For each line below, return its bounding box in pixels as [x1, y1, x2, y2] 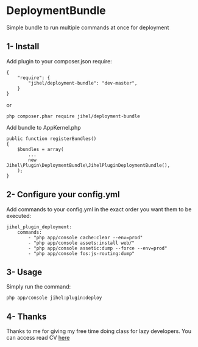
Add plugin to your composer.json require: [6, 57, 113, 65]
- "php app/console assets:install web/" [28, 240, 135, 246]
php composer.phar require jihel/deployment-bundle [6, 113, 140, 119]
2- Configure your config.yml [6, 189, 120, 200]
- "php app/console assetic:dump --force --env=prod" [28, 245, 168, 251]
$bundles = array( [17, 146, 64, 152]
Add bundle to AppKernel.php [6, 124, 81, 131]
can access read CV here [6, 334, 70, 342]
